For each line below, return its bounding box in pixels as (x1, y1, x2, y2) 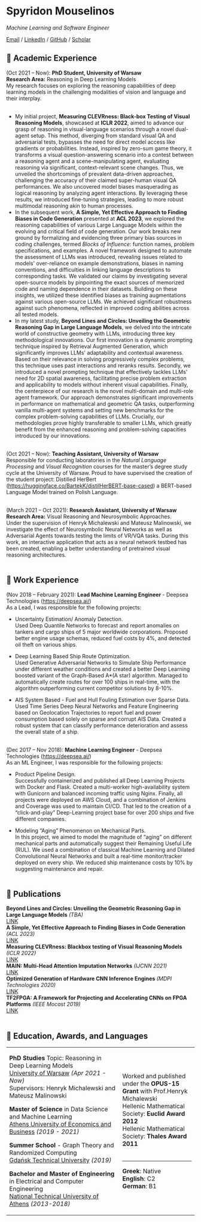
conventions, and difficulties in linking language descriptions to (14, 266, 171, 273)
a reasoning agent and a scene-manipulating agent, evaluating (14, 157, 169, 165)
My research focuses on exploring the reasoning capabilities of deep (6, 82, 176, 89)
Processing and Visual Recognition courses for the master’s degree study (6, 463, 187, 470)
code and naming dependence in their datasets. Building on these (14, 285, 178, 292)
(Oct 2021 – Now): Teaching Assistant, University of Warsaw (6, 450, 159, 457)
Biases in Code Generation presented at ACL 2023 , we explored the (14, 215, 184, 222)
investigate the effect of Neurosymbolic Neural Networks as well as (6, 525, 172, 533)
